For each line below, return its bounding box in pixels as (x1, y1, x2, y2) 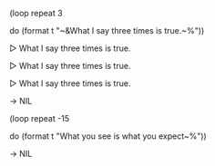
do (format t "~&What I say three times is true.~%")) (9, 25, 205, 35)
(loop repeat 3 (9, 8, 63, 18)
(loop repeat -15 (9, 113, 70, 123)
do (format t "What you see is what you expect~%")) (9, 131, 207, 142)
